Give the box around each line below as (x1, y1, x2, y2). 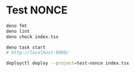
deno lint (6, 28, 30, 34)
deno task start (6, 44, 46, 50)
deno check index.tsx (6, 33, 59, 40)
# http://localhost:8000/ (6, 50, 69, 56)
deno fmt (6, 23, 27, 29)
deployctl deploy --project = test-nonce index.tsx (6, 60, 130, 66)
